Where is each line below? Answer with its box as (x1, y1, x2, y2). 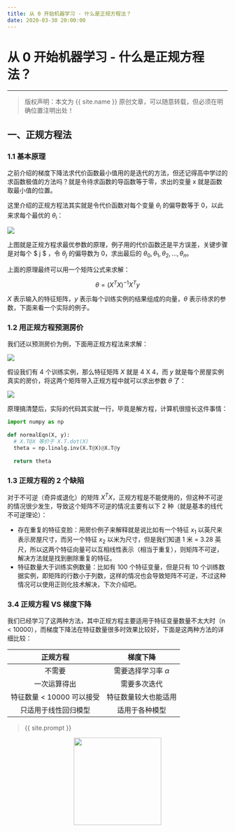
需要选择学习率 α (113, 666, 170, 676)
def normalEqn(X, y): (7, 432, 71, 439)
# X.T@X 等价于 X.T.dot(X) (13, 438, 90, 445)
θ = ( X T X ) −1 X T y (95, 279, 140, 289)
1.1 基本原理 (7, 151, 46, 161)
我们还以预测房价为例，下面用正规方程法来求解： (7, 340, 148, 348)
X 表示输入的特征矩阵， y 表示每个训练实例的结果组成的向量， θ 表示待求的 (7, 295, 220, 303)
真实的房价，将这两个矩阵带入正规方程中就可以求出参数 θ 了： (7, 376, 187, 385)
